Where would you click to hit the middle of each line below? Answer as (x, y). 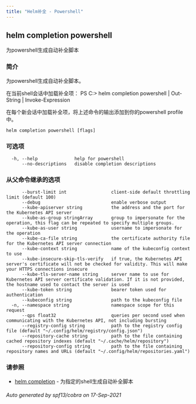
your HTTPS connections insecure (47, 270)
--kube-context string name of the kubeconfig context (106, 249)
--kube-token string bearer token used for (94, 290)
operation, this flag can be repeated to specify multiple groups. (90, 223)
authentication (25, 295)
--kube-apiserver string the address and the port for (103, 208)
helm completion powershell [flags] (51, 130)
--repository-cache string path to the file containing (102, 336)
